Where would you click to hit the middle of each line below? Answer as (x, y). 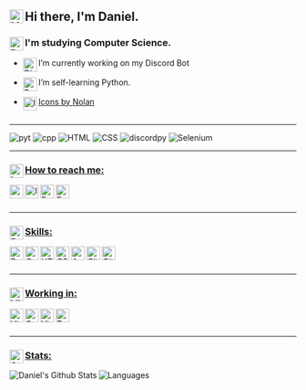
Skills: (39, 231)
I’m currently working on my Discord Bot (113, 63)
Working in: (51, 293)
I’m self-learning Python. (84, 82)
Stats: (38, 355)
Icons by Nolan (66, 101)
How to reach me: (65, 170)
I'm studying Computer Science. (98, 43)
